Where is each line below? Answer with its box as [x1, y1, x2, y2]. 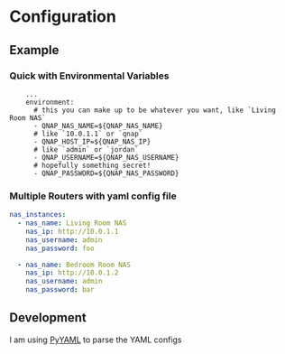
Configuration [9, 6, 117, 27]
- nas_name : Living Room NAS [17, 219, 127, 228]
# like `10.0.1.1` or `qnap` [32, 129, 143, 138]
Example [9, 42, 60, 58]
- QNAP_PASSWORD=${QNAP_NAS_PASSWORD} [32, 169, 179, 178]
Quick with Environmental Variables [9, 70, 170, 82]
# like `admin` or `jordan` [32, 144, 140, 154]
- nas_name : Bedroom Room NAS [17, 260, 131, 269]
